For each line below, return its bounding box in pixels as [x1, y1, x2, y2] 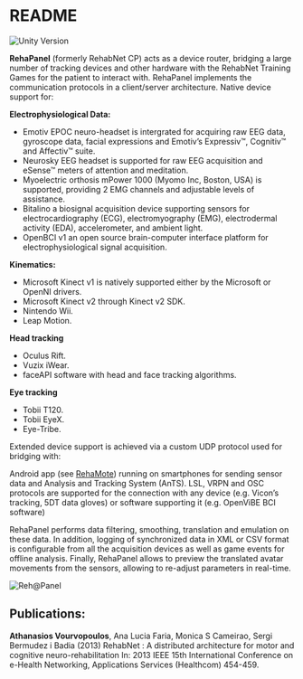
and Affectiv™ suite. [22, 146, 96, 156]
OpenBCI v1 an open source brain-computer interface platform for [22, 231, 269, 242]
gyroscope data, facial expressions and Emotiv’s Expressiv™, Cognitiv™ [22, 136, 287, 146]
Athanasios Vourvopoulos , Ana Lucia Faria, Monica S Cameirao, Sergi [9, 630, 273, 641]
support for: [9, 91, 54, 102]
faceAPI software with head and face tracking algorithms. [22, 369, 237, 380]
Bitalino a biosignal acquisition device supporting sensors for [22, 203, 251, 213]
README [9, 5, 78, 26]
